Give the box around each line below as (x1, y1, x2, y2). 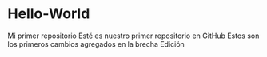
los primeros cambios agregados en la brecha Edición (7, 39, 185, 48)
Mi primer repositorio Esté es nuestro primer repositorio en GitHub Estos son (7, 31, 260, 40)
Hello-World (7, 5, 90, 23)
